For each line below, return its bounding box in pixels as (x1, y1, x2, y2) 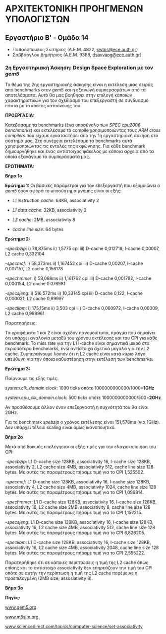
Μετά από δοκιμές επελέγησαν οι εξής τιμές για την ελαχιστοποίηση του (5, 444, 156, 450)
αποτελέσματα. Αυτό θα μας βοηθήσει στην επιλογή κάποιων (5, 92, 132, 98)
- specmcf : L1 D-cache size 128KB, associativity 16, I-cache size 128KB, (5, 479, 151, 485)
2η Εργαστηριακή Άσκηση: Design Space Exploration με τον (5, 64, 154, 71)
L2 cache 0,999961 (5, 311, 45, 317)
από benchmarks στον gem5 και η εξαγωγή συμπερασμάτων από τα (5, 87, 146, 93)
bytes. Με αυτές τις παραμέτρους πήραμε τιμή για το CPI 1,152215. (5, 510, 143, 516)
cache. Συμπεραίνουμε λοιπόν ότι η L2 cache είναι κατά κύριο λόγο (5, 351, 146, 357)
